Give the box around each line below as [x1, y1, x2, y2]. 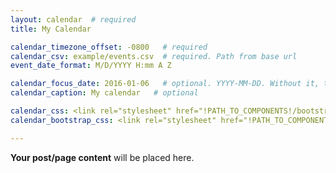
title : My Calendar [10, 24, 92, 34]
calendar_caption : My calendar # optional [10, 88, 199, 98]
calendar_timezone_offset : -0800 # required [10, 42, 208, 52]
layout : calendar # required [10, 14, 137, 25]
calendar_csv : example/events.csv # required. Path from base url [10, 51, 298, 61]
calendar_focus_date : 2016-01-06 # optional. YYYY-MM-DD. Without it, [10, 79, 320, 89]
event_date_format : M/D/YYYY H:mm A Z [10, 61, 172, 71]
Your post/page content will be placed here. [10, 151, 195, 163]
